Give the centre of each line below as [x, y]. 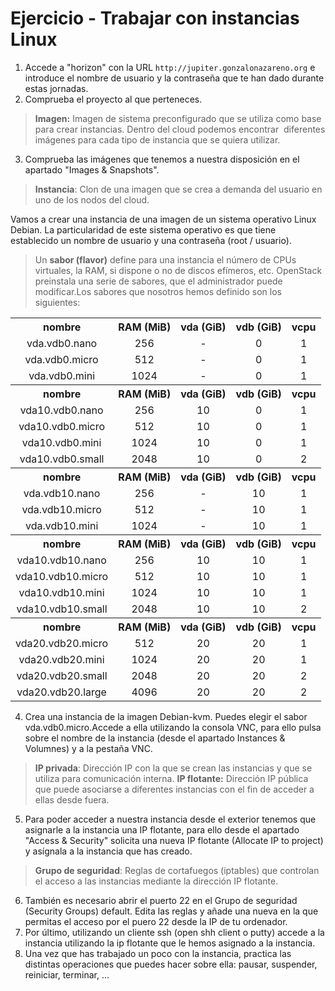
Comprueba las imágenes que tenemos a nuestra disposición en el [162, 159]
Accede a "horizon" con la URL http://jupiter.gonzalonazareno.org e [170, 67]
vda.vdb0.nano [62, 343]
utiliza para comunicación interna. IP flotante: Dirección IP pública [171, 778]
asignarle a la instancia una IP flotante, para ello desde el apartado [162, 829]
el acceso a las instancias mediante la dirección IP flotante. [156, 881]
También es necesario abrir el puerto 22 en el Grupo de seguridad [161, 900]
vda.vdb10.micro [61, 509]
